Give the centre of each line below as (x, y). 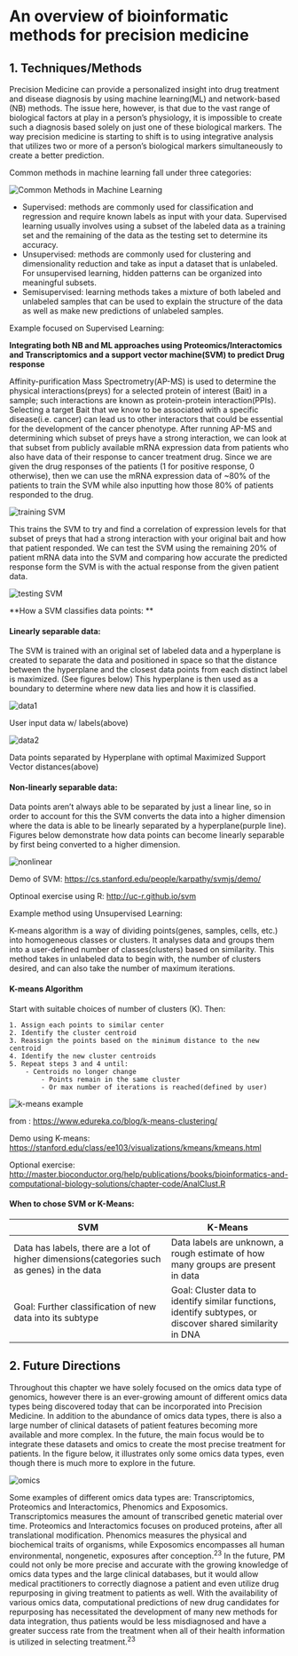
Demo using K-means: (50, 1138)
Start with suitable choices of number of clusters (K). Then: (118, 1008)
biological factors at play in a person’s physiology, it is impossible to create (145, 118)
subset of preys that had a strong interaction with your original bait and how (148, 538)
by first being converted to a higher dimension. (95, 845)
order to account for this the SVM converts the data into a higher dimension (147, 816)
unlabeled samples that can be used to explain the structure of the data (153, 301)
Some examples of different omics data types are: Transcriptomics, (132, 1497)
